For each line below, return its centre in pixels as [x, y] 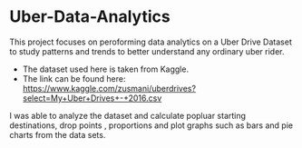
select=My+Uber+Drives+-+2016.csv [92, 98]
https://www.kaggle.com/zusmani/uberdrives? [109, 88]
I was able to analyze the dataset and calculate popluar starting [128, 115]
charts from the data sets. [58, 134]
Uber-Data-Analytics [90, 17]
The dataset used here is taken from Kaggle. [105, 69]
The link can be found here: [74, 78]
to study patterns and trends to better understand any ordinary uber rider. [147, 51]
